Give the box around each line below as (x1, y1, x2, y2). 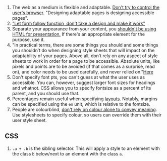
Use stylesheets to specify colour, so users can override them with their (12, 112, 162, 118)
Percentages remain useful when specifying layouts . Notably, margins (12, 96, 157, 102)
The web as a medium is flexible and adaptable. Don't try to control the (12, 5, 160, 10)
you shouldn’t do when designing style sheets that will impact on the (12, 48, 155, 53)
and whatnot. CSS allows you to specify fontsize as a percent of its (12, 85, 151, 91)
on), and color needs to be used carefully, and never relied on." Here (12, 69, 153, 75)
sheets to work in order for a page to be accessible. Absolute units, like (12, 58, 160, 64)
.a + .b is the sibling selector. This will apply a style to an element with (12, 145, 160, 151)
